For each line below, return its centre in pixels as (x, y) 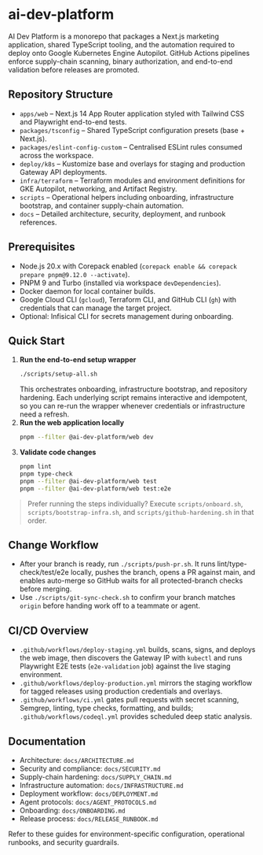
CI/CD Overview (48, 630)
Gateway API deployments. (63, 172)
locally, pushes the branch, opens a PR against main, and (163, 572)
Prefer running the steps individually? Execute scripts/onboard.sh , (135, 503)
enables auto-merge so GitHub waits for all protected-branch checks (131, 581)
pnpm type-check (46, 474)
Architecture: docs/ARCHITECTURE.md (77, 761)
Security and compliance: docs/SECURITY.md (90, 768)
